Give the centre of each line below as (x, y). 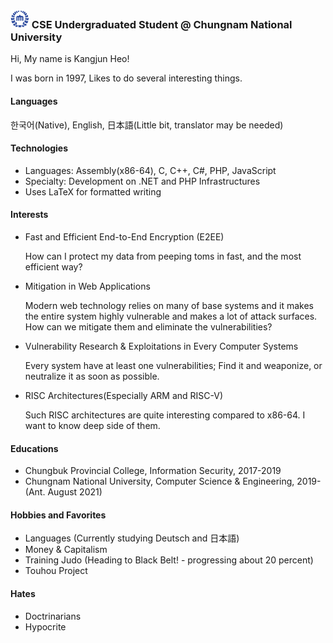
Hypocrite (45, 626)
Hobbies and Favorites (58, 515)
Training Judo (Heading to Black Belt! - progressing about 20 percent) (169, 560)
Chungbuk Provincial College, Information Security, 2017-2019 (153, 471)
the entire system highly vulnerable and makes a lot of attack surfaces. (171, 316)
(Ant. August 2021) (63, 492)
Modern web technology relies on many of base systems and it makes (169, 305)
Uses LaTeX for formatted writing (93, 191)
